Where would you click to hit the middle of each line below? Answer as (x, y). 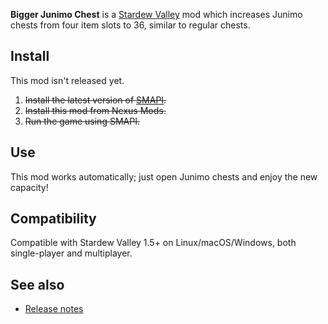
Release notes (54, 309)
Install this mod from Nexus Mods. (95, 110)
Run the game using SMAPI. (82, 121)
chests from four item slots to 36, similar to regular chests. (130, 25)
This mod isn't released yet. (67, 80)
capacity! (29, 187)
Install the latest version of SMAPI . (95, 100)
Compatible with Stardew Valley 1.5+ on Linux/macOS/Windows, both (153, 243)
